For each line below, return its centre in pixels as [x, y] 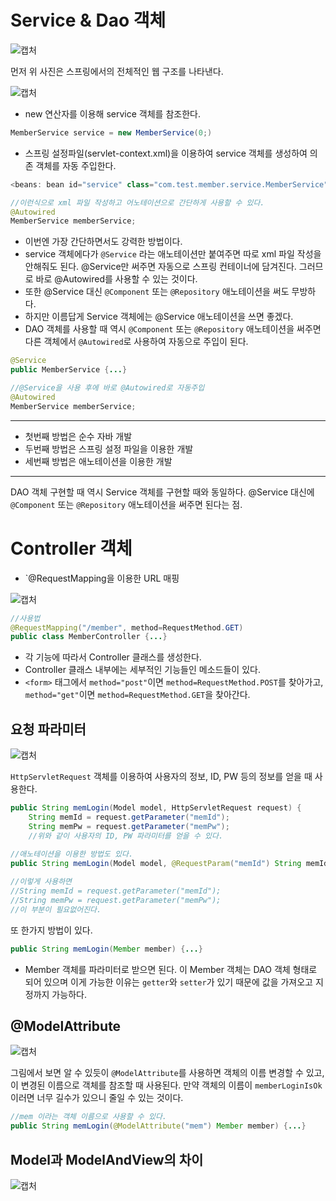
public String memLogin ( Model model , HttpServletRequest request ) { [156, 808]
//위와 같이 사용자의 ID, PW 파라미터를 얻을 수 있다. [126, 836]
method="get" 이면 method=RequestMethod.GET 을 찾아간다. [137, 695]
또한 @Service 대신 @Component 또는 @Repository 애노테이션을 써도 [157, 292]
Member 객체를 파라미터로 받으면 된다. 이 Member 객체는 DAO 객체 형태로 [171, 969]
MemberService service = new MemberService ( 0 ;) [111, 132]
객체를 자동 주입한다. [76, 165]
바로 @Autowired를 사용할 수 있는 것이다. [116, 279]
